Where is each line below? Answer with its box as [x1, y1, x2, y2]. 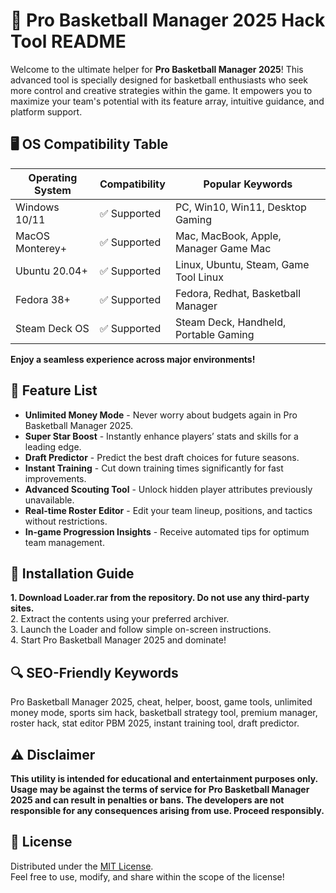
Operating [28, 170, 78, 184]
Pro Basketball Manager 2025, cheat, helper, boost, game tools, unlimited [10, 696, 313, 708]
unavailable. [24, 494, 75, 506]
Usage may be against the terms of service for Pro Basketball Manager [10, 784, 310, 795]
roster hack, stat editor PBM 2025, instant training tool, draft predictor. [10, 717, 300, 729]
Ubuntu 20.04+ [15, 264, 88, 278]
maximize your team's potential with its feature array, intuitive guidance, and [10, 95, 325, 107]
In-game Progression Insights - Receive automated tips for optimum [24, 525, 310, 538]
